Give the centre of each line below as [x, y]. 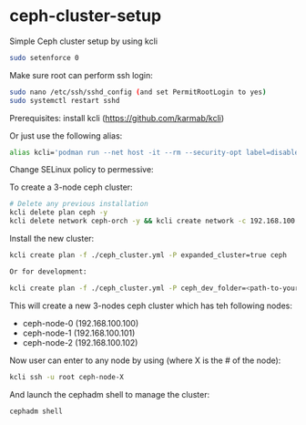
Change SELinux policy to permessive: [82, 170]
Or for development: [49, 271]
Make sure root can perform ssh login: [81, 75]
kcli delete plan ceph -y [58, 212]
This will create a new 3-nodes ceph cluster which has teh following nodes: [151, 306]
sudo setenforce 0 [44, 57]
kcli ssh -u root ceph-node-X [67, 377]
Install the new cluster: [52, 239]
